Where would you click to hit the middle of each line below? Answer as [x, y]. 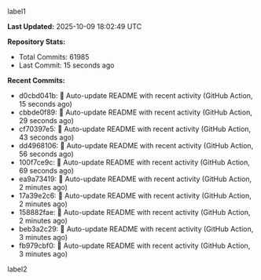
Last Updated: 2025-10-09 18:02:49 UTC [75, 26]
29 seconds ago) [46, 120]
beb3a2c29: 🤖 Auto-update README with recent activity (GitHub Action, [136, 229]
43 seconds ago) [46, 137]
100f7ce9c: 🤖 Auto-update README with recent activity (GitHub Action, [134, 162]
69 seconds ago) [46, 171]
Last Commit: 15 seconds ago [66, 65]
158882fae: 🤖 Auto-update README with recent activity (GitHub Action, [134, 212]
